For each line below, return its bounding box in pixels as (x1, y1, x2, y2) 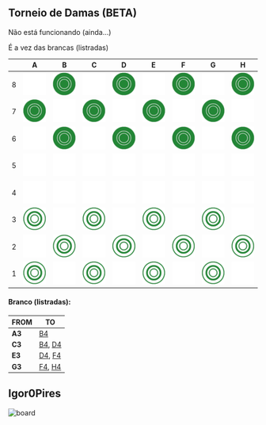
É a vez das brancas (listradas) (8, 43, 109, 52)
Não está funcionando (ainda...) (8, 27, 112, 36)
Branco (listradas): (8, 297, 71, 307)
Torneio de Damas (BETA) (8, 6, 137, 20)
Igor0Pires (8, 387, 62, 400)
